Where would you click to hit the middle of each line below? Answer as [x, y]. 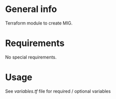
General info [31, 9]
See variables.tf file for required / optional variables [58, 91]
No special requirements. [31, 57]
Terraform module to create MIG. [39, 23]
